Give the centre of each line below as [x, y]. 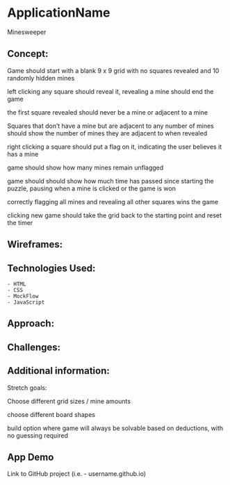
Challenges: [34, 347]
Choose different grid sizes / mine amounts [69, 401]
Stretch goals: [27, 388]
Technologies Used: [51, 268]
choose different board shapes [51, 414]
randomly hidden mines [41, 78]
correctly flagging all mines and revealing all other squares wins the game [113, 202]
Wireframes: [35, 245]
